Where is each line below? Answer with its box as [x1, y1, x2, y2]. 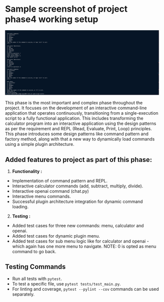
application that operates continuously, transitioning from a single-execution [5, 110, 159, 116]
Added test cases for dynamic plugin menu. [12, 233, 100, 239]
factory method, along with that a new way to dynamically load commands [5, 136, 155, 142]
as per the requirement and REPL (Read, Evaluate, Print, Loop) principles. [5, 126, 152, 132]
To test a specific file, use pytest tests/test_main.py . [12, 281, 121, 286]
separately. [12, 291, 35, 297]
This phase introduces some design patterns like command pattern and [5, 131, 149, 137]
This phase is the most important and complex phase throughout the [5, 100, 143, 106]
